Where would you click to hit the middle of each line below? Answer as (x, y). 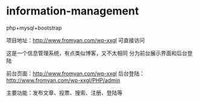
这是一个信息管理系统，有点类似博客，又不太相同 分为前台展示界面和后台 (97, 53)
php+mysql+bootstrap (34, 28)
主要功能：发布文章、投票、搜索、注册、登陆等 (64, 92)
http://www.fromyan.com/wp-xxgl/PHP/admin (63, 80)
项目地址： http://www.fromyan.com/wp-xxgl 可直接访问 (75, 40)
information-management (73, 11)
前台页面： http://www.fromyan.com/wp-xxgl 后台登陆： (75, 73)
